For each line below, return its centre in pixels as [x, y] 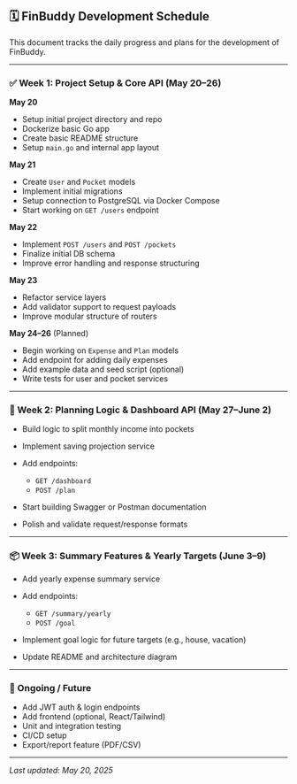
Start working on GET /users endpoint [90, 210]
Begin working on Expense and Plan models [100, 350]
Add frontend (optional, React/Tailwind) [94, 716]
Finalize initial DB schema [69, 254]
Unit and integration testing [72, 726]
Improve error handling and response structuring [111, 263]
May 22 [23, 227]
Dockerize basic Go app [66, 129]
